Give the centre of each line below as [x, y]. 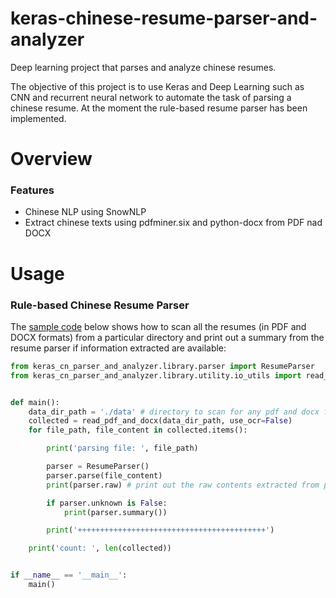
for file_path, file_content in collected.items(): [138, 430]
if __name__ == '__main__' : [69, 575]
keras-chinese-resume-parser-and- [164, 18]
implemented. [38, 118]
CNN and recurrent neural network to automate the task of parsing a [151, 97]
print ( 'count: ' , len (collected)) [100, 548]
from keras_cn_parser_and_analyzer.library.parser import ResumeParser [162, 366]
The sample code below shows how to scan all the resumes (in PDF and [158, 326]
